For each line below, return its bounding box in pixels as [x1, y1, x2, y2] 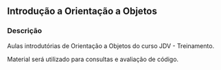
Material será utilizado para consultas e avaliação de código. [7, 55, 179, 63]
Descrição [7, 26, 43, 36]
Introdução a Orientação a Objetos [7, 5, 158, 17]
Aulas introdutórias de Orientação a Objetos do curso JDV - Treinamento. [7, 41, 215, 50]
